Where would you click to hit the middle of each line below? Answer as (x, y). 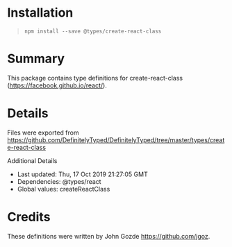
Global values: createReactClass (64, 189)
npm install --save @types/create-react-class (93, 31)
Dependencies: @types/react (59, 181)
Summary (36, 59)
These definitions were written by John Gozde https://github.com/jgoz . (109, 236)
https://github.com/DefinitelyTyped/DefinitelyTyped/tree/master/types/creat (116, 139)
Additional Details (32, 160)
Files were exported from (43, 133)
